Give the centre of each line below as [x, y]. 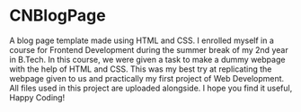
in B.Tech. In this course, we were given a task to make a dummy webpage [147, 59]
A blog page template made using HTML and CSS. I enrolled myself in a [142, 40]
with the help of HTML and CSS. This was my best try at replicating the [141, 69]
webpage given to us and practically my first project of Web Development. [147, 78]
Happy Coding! [37, 97]
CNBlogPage [58, 16]
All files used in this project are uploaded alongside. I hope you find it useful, [151, 88]
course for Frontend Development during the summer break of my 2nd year [149, 49]
